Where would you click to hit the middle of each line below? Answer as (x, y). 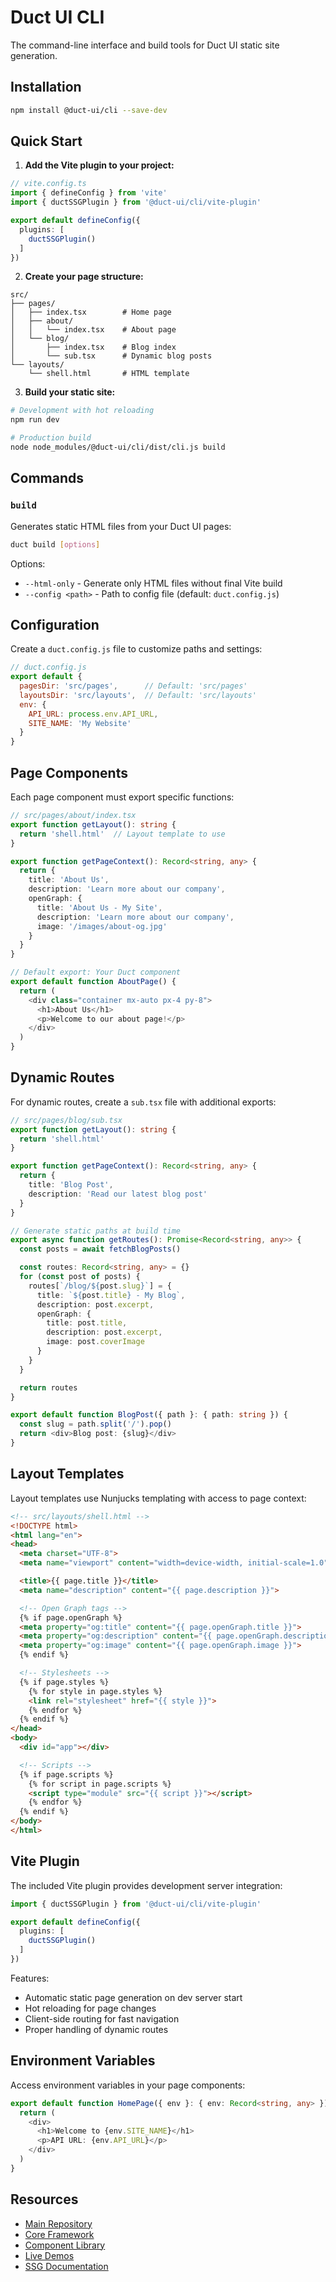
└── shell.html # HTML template (109, 374)
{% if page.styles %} (64, 1682)
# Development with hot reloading (82, 411)
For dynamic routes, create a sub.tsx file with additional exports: (143, 1102)
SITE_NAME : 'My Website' (80, 723)
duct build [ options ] (55, 544)
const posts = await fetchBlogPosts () (100, 1249)
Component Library (65, 2245)
